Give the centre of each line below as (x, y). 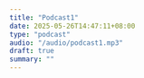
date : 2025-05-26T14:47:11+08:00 (72, 26)
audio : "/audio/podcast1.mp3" (67, 43)
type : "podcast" (40, 34)
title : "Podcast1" (44, 17)
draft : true (32, 51)
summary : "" (32, 59)
